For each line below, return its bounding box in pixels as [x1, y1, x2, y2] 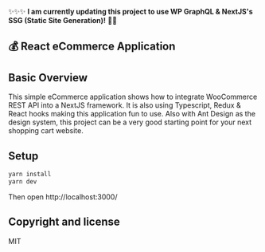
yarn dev [8, 177, 37, 186]
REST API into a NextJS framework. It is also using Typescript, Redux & [8, 100, 241, 110]
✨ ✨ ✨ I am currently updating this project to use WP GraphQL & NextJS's [8, 7, 253, 16]
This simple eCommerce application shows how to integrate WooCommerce [8, 92, 258, 102]
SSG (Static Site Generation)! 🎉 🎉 [8, 16, 118, 25]
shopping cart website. [8, 126, 84, 136]
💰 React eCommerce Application [8, 40, 176, 53]
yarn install [8, 171, 52, 179]
